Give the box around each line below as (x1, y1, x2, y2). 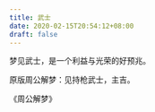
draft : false (9, 30, 58, 39)
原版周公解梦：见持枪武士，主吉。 (9, 74, 135, 85)
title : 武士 (9, 13, 51, 22)
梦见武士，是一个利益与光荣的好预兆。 (9, 56, 151, 66)
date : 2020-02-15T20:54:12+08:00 (9, 22, 134, 30)
